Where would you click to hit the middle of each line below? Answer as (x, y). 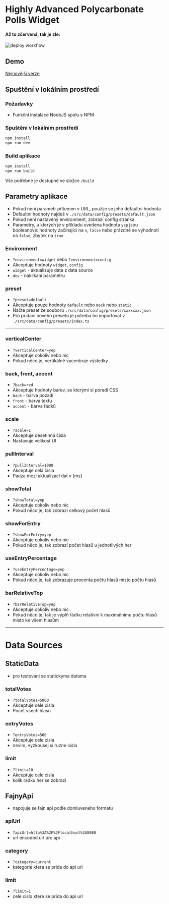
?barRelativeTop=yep (34, 604)
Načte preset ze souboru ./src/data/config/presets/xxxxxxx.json (81, 310)
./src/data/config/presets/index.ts (51, 321)
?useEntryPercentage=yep (38, 570)
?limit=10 (23, 770)
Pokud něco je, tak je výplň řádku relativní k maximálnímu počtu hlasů (85, 614)
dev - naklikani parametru (39, 275)
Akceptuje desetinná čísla (39, 435)
